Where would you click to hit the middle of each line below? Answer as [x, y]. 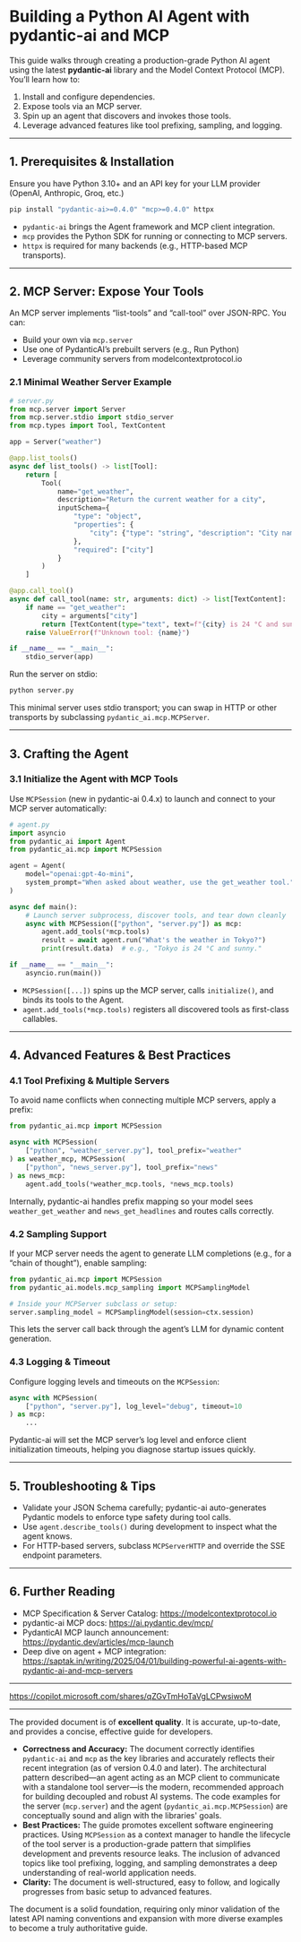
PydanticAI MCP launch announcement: [95, 1632]
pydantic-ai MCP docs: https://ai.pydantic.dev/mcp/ [117, 1622]
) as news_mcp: [38, 1175]
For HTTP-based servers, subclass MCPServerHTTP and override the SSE [154, 1546]
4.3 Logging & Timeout [60, 1362]
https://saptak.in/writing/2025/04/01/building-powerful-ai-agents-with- [154, 1661]
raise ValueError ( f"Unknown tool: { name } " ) [108, 632]
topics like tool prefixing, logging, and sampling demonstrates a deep [150, 1863]
